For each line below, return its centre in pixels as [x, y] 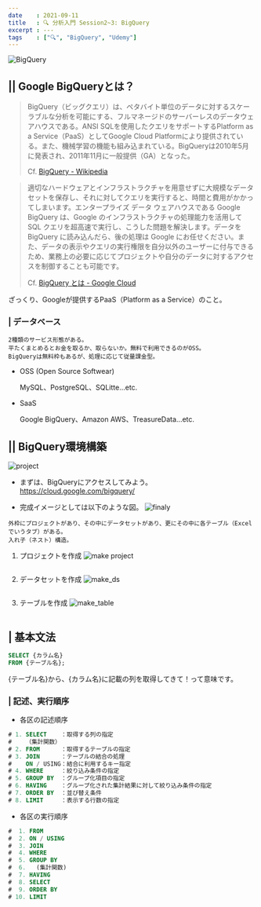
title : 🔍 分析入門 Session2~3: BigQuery [79, 23]
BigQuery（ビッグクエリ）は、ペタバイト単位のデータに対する [128, 107]
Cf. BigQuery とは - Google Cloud [82, 283]
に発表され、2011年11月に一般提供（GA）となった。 [111, 156]
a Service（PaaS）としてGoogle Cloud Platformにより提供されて [132, 136]
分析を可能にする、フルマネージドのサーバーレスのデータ [147, 117]
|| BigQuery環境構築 [58, 446]
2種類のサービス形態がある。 [48, 340]
